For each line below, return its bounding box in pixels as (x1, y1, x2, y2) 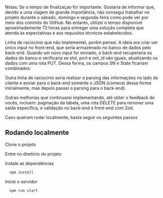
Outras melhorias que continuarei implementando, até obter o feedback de (5, 95, 155, 100)
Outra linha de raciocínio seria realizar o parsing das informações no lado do (5, 75, 159, 80)
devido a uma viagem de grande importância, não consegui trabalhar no (5, 9, 150, 15)
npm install (9, 170, 34, 175)
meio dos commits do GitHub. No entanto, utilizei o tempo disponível (5, 20, 143, 25)
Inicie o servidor (5, 178, 37, 184)
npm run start (9, 188, 38, 193)
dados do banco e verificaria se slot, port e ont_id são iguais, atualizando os (5, 55, 158, 60)
